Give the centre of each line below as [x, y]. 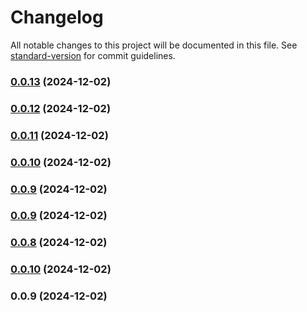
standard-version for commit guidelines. [93, 55]
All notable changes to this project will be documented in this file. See [154, 45]
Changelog [57, 17]
